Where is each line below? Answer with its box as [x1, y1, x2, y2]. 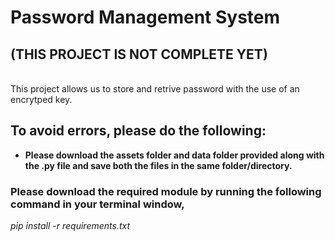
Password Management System [10, 6, 281, 29]
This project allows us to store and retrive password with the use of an [10, 83, 300, 95]
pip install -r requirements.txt [10, 220, 131, 232]
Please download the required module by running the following [10, 184, 322, 198]
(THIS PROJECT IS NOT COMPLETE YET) [10, 46, 268, 63]
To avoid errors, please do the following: [10, 122, 267, 140]
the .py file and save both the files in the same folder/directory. [24, 159, 293, 171]
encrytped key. [10, 94, 73, 105]
